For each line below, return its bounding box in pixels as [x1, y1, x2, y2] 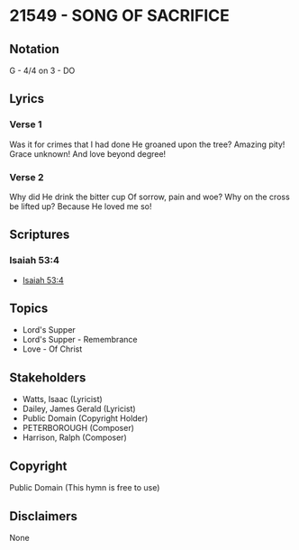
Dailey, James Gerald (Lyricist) [22, 403, 137, 415]
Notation [9, 41, 60, 57]
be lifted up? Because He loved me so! [9, 200, 152, 212]
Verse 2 [9, 170, 44, 183]
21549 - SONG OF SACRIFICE [9, 5, 230, 26]
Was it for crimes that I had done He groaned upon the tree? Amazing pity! [9, 139, 285, 150]
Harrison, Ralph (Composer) [22, 432, 128, 443]
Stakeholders [9, 370, 86, 385]
